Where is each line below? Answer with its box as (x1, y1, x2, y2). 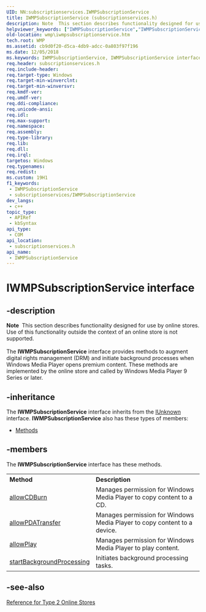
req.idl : (6, 112, 29, 118)
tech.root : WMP (6, 37, 45, 44)
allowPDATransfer (9, 518, 61, 527)
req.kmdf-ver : (6, 89, 43, 95)
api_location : (6, 237, 43, 243)
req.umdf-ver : (6, 95, 43, 101)
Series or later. (6, 374, 44, 382)
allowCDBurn (9, 493, 48, 501)
